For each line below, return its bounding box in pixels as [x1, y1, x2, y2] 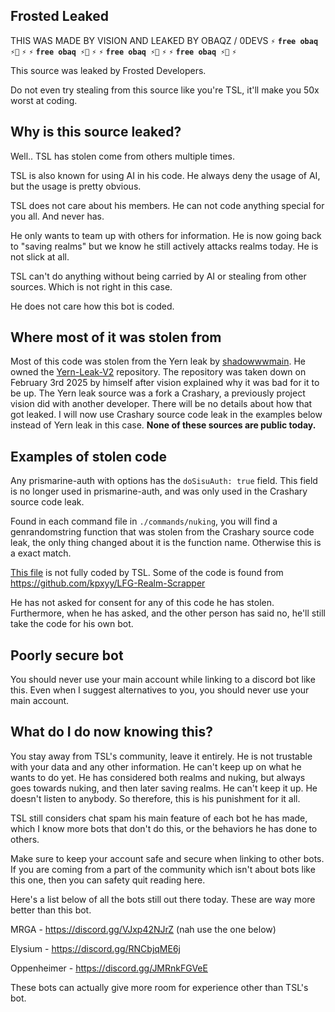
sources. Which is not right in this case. [10, 280, 173, 293]
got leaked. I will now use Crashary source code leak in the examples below [10, 409, 323, 421]
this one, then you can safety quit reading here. [10, 874, 206, 886]
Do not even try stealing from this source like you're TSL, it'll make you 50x [10, 84, 320, 96]
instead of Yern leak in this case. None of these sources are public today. [10, 419, 317, 431]
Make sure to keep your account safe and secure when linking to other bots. [10, 852, 325, 864]
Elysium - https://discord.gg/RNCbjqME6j [10, 942, 181, 954]
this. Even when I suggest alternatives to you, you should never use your [10, 684, 310, 696]
